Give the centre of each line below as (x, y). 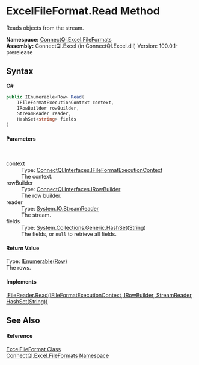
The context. (37, 177)
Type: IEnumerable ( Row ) (37, 261)
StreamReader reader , (44, 114)
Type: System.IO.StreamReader (60, 209)
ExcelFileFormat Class (34, 349)
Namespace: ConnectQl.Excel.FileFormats (59, 39)
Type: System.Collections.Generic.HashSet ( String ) (84, 228)
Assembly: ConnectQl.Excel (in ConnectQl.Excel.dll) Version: (82, 46)
